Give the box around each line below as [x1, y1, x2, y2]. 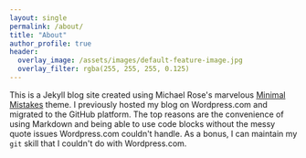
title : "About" [9, 30, 68, 39]
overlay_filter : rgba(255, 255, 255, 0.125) [17, 65, 190, 74]
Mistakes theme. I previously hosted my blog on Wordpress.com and [9, 99, 268, 110]
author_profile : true [9, 38, 92, 48]
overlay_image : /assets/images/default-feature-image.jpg [17, 56, 244, 65]
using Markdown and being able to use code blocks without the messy [9, 118, 276, 129]
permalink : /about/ [9, 22, 84, 31]
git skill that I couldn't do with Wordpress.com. [9, 138, 187, 149]
